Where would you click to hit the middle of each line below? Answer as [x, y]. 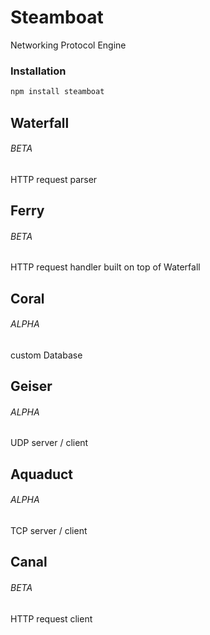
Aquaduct [42, 474]
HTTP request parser [54, 179]
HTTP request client [51, 618]
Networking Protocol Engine [68, 45]
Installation [38, 71]
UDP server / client [49, 443]
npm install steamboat [57, 92]
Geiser [31, 386]
